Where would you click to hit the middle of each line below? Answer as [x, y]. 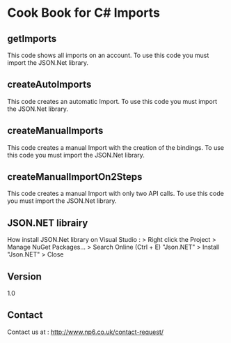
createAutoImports [49, 85]
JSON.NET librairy [48, 223]
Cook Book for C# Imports [83, 13]
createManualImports [55, 131]
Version [24, 276]
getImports [32, 39]
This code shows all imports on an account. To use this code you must [108, 55]
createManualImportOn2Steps [75, 177]
